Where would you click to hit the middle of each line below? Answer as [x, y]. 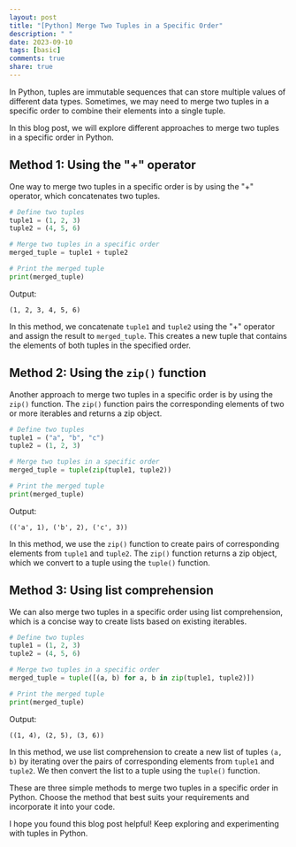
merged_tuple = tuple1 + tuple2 [68, 253]
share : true [31, 67]
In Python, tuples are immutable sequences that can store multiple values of [148, 92]
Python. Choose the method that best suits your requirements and [129, 797]
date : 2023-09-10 [41, 42]
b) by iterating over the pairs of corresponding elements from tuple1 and [142, 761]
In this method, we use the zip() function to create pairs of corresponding [144, 543]
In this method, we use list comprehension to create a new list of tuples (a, [146, 751]
